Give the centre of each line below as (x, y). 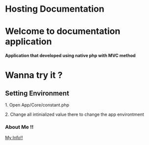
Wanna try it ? (34, 75)
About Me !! (19, 127)
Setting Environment (37, 93)
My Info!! (14, 138)
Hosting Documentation (55, 9)
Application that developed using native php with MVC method (70, 55)
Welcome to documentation (63, 31)
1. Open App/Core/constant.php (37, 105)
